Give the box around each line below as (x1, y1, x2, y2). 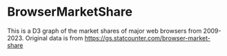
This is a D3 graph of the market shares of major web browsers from (7, 27, 202, 35)
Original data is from (25, 33, 83, 42)
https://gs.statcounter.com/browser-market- (84, 33, 210, 42)
